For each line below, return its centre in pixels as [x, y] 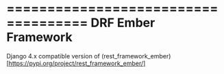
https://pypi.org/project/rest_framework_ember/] [77, 63]
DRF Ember [123, 23]
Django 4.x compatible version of [53, 56]
